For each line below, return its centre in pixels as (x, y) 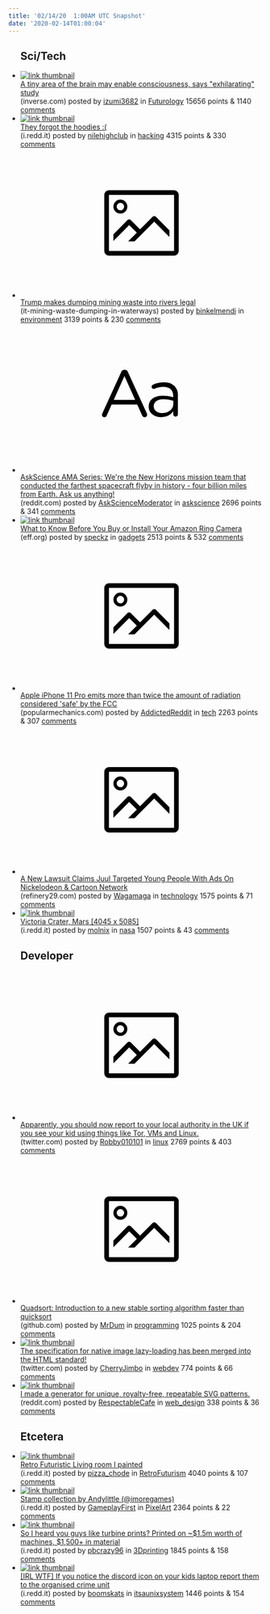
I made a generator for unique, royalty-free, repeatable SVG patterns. (135, 1394)
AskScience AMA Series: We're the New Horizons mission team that (133, 477)
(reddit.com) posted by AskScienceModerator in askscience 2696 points (141, 503)
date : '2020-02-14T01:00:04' (57, 23)
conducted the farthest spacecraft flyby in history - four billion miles (133, 486)
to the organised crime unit (65, 1584)
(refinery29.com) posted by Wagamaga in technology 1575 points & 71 (136, 896)
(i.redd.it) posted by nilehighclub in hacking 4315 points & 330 (123, 136)
